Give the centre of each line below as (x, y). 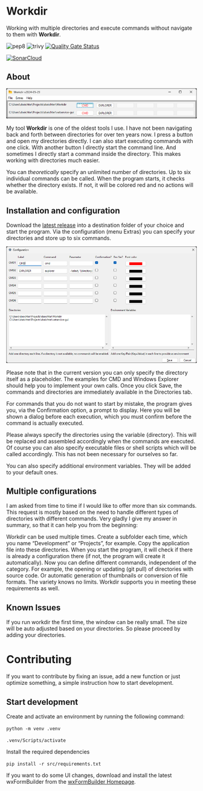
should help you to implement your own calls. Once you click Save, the (94, 385)
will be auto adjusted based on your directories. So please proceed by (93, 628)
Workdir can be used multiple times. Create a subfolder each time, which (97, 537)
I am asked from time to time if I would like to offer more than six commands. (101, 506)
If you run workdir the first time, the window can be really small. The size (97, 622)
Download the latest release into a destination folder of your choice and (95, 225)
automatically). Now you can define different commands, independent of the (101, 563)
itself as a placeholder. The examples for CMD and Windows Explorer (93, 379)
